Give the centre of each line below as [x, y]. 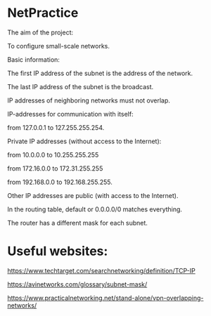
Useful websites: [58, 251]
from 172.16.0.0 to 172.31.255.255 [55, 168]
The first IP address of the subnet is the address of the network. [100, 73]
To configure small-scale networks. [59, 46]
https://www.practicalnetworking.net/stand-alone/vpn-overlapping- [105, 298]
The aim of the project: [40, 32]
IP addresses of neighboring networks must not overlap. [89, 100]
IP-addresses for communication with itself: [70, 114]
